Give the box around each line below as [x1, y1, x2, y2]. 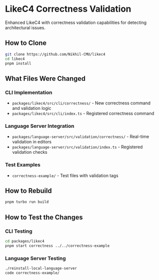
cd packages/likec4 [5, 239, 45, 244]
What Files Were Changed [5, 74, 86, 82]
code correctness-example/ [5, 270, 60, 275]
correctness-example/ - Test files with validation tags [12, 172, 119, 179]
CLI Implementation [5, 89, 53, 96]
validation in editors [12, 139, 52, 145]
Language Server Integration [5, 122, 74, 129]
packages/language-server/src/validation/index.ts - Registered [12, 144, 143, 150]
